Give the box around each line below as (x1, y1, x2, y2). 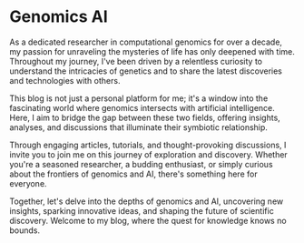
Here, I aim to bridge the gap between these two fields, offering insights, (9, 112, 281, 123)
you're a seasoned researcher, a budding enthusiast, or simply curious (9, 158, 274, 169)
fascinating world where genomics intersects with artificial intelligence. (9, 102, 275, 113)
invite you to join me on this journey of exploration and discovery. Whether (9, 148, 288, 160)
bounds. (9, 225, 41, 236)
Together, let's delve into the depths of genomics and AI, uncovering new (9, 196, 284, 207)
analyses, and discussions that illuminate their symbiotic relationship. (9, 121, 268, 133)
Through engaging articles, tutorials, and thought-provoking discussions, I (9, 139, 287, 150)
